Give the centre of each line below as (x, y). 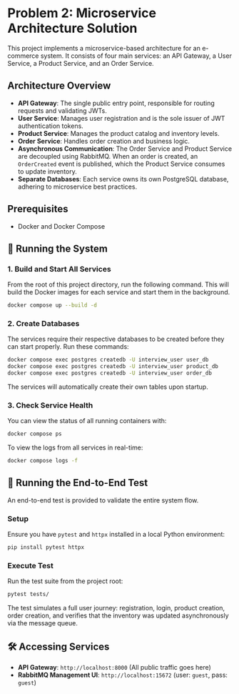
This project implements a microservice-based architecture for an (104, 48)
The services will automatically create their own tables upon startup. (108, 387)
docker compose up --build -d (52, 305)
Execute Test (30, 566)
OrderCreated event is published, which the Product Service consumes (121, 164)
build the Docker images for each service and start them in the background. (119, 292)
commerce (23, 56)
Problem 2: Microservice (82, 13)
